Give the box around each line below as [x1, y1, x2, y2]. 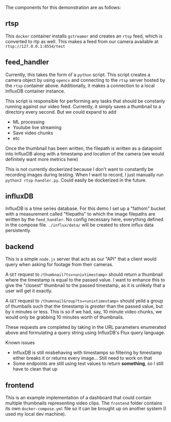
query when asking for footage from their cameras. [5, 261, 114, 268]
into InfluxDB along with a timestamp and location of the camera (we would [5, 150, 164, 156]
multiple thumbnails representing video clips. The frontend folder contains [5, 400, 163, 406]
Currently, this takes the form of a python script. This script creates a [5, 72, 150, 78]
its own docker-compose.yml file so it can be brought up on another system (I [5, 406, 166, 412]
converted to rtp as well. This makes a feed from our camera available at [5, 38, 159, 44]
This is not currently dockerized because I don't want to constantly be [5, 166, 154, 172]
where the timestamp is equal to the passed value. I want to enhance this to [5, 277, 165, 283]
